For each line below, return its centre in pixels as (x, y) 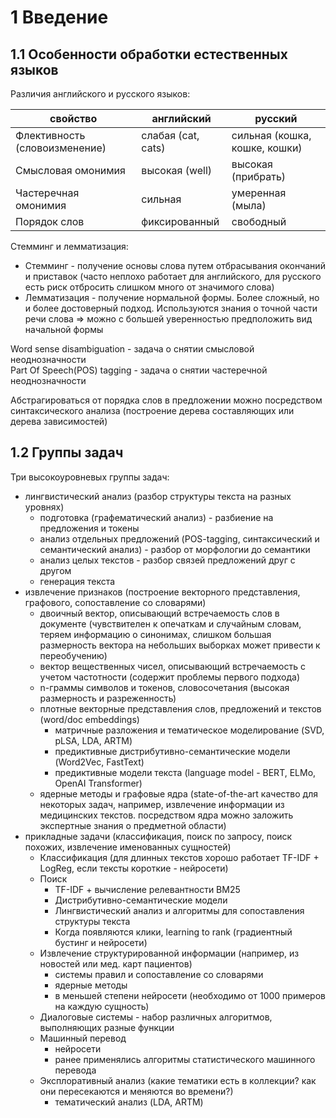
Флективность (50, 135)
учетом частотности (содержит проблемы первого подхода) (169, 677)
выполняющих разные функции (107, 1027)
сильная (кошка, (271, 135)
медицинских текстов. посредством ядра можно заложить (166, 815)
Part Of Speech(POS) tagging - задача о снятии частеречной (139, 370)
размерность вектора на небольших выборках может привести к (180, 645)
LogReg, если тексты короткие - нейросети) (134, 868)
